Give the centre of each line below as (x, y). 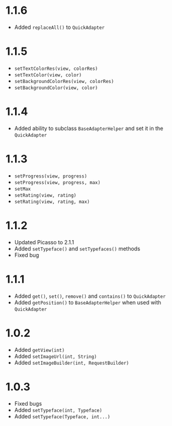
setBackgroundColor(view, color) (56, 88)
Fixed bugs (28, 403)
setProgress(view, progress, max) (57, 182)
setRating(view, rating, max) (52, 202)
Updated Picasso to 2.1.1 (44, 242)
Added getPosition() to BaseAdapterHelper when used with (87, 302)
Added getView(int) (40, 350)
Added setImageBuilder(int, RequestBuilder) (72, 362)
